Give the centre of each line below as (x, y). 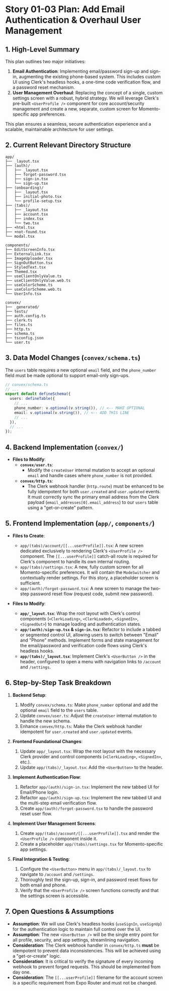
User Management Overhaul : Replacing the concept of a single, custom (88, 93)
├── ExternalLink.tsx (28, 254)
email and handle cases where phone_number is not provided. (90, 476)
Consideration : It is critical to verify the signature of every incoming (83, 961)
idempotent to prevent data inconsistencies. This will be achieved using (87, 951)
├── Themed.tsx (21, 272)
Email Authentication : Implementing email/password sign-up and (80, 71)
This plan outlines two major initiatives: (46, 61)
